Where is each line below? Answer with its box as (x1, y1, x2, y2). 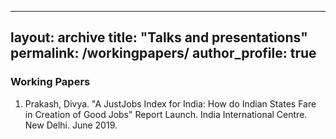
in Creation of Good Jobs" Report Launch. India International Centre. (24, 108, 308, 120)
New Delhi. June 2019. (24, 119, 118, 131)
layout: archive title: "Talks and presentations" (10, 29, 308, 46)
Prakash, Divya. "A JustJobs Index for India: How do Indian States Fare (24, 97, 317, 110)
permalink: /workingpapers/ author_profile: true (10, 45, 317, 62)
